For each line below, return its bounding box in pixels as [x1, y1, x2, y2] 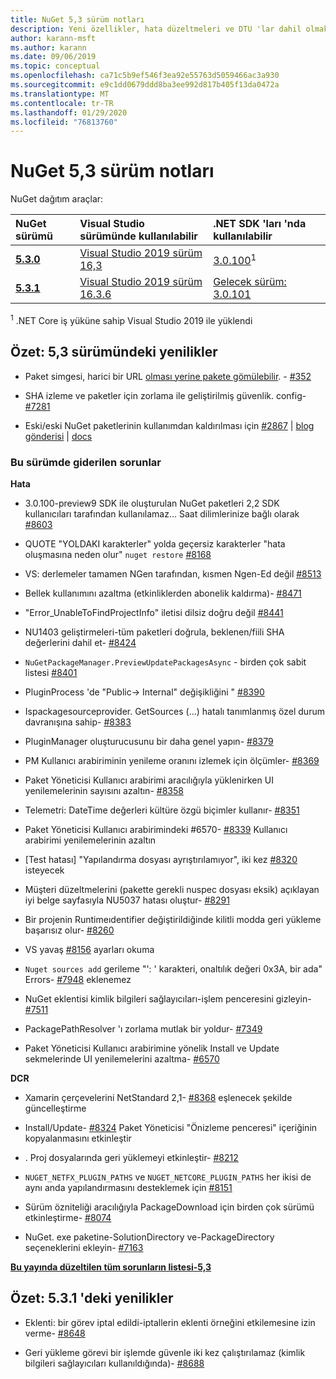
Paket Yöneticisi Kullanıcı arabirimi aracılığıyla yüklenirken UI [24, 774, 274, 786]
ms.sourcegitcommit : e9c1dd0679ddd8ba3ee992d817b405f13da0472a [10, 80, 280, 90]
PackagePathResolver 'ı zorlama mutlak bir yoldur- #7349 [24, 1022, 263, 1035]
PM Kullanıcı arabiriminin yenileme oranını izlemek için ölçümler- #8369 [24, 754, 320, 766]
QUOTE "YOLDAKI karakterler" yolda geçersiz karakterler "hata [24, 537, 286, 550]
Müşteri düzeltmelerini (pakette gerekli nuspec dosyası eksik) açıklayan [24, 883, 320, 895]
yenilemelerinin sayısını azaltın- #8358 [24, 784, 184, 796]
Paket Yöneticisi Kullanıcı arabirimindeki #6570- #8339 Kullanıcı [24, 823, 288, 835]
